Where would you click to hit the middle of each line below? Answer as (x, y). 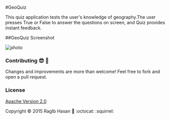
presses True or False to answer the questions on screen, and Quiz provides (85, 23)
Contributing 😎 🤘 (27, 60)
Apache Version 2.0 (26, 101)
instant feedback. (24, 28)
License (15, 90)
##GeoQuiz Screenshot (30, 38)
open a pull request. (26, 77)
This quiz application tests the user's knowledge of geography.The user (81, 17)
